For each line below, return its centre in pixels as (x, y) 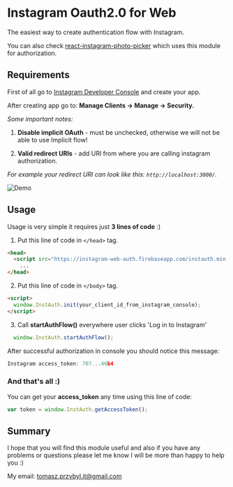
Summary (29, 431)
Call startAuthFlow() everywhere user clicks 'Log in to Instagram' (112, 324)
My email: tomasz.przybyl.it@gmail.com (65, 477)
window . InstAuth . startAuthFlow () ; (63, 337)
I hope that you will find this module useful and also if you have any (104, 448)
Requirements (38, 75)
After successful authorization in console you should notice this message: (113, 351)
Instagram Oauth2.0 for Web (92, 13)
